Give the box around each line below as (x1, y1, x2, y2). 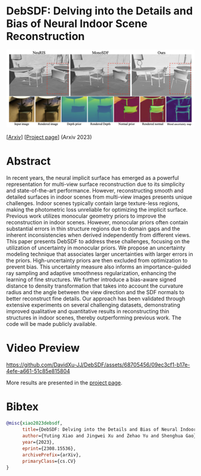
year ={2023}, (22, 440, 55, 446)
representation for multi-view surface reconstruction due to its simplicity (6, 181, 185, 188)
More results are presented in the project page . (6, 379, 123, 386)
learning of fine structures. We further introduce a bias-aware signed (6, 276, 176, 283)
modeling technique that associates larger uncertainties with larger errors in (6, 250, 193, 258)
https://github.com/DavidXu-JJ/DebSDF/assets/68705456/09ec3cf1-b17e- (6, 361, 190, 368)
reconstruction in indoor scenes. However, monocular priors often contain (6, 218, 188, 225)
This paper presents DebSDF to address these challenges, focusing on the (6, 237, 190, 245)
